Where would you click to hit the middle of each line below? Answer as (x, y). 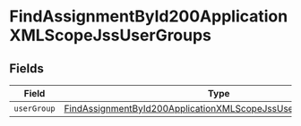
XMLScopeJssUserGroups (111, 35)
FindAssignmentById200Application (149, 17)
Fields (27, 68)
